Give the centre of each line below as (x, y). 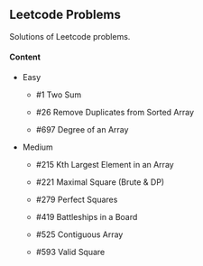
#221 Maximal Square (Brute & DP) (100, 182)
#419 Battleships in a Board (87, 217)
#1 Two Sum (59, 95)
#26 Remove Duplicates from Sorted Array (115, 113)
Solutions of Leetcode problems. (70, 36)
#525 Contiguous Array (79, 234)
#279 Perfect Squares (77, 200)
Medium (38, 147)
